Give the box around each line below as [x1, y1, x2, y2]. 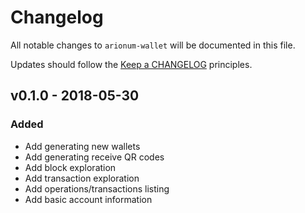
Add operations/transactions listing [24, 182, 170, 195]
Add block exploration [24, 161, 117, 173]
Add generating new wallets [24, 140, 141, 152]
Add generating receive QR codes [24, 151, 165, 163]
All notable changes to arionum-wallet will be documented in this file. [10, 39, 296, 51]
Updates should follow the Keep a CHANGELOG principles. [10, 58, 253, 70]
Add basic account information [24, 193, 153, 205]
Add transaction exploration [24, 172, 140, 184]
